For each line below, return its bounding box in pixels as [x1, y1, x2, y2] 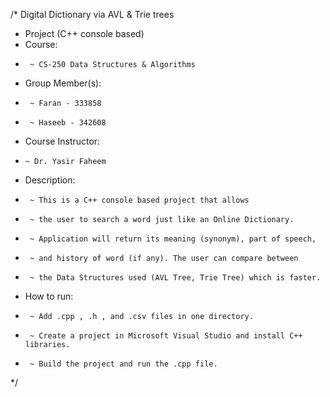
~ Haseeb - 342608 [29, 118, 107, 128]
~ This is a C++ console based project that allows [29, 195, 250, 205]
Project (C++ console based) [24, 28, 145, 39]
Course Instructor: [24, 135, 101, 147]
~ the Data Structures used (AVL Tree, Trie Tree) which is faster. [29, 273, 322, 283]
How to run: [24, 290, 74, 302]
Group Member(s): [24, 77, 102, 89]
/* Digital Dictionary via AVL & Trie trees [10, 9, 175, 20]
